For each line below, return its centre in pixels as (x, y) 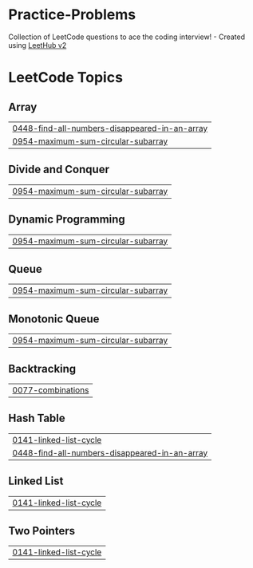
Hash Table (37, 418)
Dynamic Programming (67, 220)
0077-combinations (51, 390)
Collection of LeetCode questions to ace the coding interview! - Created (127, 37)
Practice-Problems (72, 15)
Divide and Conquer (59, 170)
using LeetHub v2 (38, 45)
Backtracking (42, 369)
